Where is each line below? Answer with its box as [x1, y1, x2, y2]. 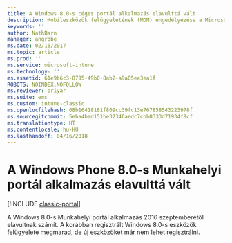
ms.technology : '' [7, 68, 60, 75]
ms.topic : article [7, 49, 60, 56]
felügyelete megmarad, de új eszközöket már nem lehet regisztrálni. [7, 228, 200, 236]
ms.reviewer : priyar [7, 87, 67, 94]
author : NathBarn [7, 29, 57, 37]
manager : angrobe [7, 36, 57, 43]
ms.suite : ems [7, 94, 48, 101]
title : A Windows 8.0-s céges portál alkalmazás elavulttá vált [7, 10, 196, 17]
